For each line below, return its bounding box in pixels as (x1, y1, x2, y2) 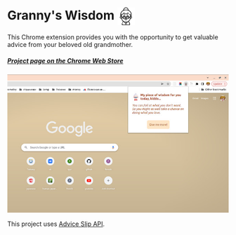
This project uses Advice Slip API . (7, 220, 105, 228)
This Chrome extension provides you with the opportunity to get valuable (7, 32, 219, 41)
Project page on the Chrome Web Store (7, 56, 124, 65)
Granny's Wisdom (7, 7, 114, 23)
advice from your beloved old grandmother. (7, 40, 133, 48)
